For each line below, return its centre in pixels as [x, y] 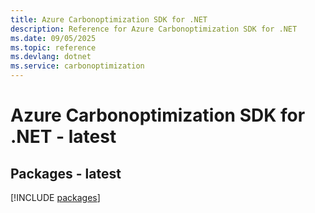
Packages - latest [66, 173]
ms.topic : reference [53, 47]
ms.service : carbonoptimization [77, 66]
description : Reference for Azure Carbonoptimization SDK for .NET [154, 29]
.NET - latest [63, 137]
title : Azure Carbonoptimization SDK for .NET [109, 19]
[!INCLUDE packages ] [55, 197]
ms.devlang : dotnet [51, 57]
